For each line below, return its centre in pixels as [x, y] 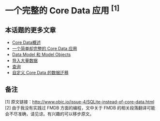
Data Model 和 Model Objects [41, 54]
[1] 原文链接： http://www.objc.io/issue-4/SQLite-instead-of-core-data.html [80, 102]
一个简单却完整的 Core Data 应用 [44, 49]
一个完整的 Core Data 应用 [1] [62, 10]
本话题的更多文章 [30, 30]
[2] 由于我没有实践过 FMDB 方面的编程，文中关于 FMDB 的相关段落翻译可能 [80, 108]
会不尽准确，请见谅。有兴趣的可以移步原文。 [50, 114]
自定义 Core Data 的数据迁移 [40, 73]
